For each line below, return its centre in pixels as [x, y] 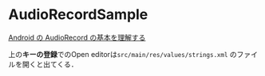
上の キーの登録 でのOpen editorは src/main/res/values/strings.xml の [123, 54]
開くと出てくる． [50, 64]
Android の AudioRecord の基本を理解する [77, 37]
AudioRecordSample [78, 15]
